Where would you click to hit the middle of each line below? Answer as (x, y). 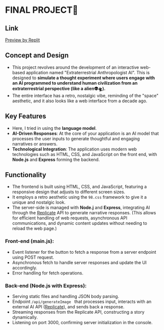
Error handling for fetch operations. (48, 273)
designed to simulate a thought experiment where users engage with (83, 78)
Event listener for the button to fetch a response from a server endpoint (84, 252)
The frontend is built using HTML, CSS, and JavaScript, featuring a (79, 187)
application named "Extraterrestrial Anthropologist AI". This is (88, 72)
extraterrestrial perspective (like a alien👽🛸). (59, 89)
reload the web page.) (35, 229)
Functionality (26, 175)
